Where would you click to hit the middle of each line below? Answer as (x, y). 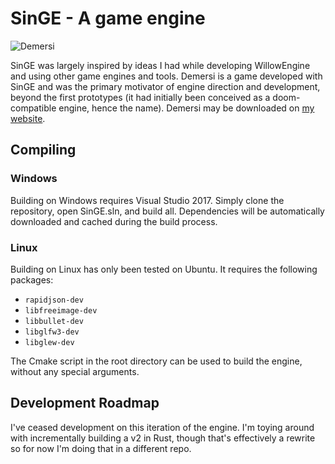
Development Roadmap (85, 403)
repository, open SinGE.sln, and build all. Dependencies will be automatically (167, 211)
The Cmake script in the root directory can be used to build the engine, (156, 361)
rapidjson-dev (54, 300)
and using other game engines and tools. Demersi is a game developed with (166, 76)
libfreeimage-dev (61, 310)
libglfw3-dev (52, 332)
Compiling (43, 150)
